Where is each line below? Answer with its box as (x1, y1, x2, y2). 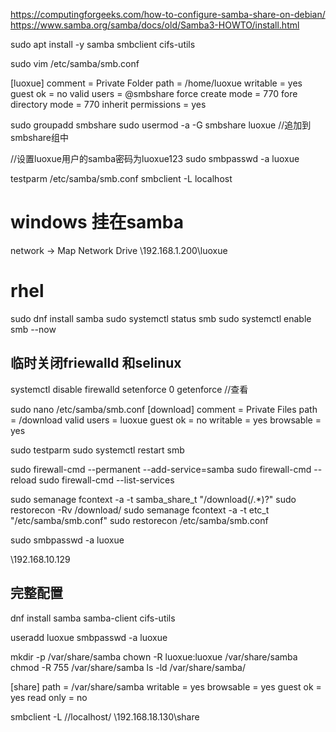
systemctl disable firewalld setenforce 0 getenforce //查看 (10, 383, 249, 395)
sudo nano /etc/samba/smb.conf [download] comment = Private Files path (10, 403, 318, 415)
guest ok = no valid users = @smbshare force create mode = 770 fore (10, 88, 298, 99)
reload (10, 474, 37, 486)
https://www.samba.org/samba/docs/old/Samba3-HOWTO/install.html (10, 19, 300, 31)
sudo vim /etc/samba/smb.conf (10, 58, 140, 69)
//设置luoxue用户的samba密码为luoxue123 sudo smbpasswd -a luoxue (10, 153, 300, 164)
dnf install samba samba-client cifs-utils (10, 612, 176, 624)
